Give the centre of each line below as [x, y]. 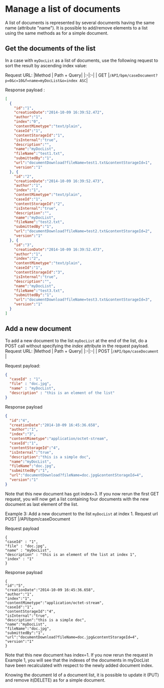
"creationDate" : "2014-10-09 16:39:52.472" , [59, 112]
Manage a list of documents [63, 9]
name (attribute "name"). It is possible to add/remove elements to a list [76, 28]
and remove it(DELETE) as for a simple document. [55, 680]
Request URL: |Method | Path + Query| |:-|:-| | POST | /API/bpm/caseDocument [82, 351]
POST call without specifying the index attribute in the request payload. [77, 346]
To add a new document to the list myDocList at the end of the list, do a [76, 340]
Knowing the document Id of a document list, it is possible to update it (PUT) [82, 675]
